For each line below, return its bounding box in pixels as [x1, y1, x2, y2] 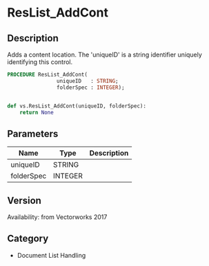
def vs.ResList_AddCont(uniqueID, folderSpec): [7, 102, 147, 110]
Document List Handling [17, 251, 86, 259]
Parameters [7, 127, 59, 139]
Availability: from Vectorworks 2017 [7, 213, 108, 221]
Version [7, 194, 41, 206]
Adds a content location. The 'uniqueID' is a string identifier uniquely [7, 50, 202, 59]
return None [19, 109, 54, 116]
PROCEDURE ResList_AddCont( [7, 71, 88, 78]
